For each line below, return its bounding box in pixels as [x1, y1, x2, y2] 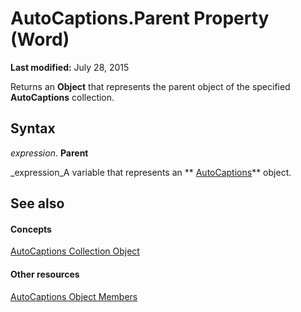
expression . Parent [10, 147, 89, 159]
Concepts [10, 223, 52, 235]
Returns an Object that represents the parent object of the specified [10, 80, 291, 92]
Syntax [10, 120, 56, 137]
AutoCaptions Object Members [10, 290, 138, 302]
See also [10, 195, 65, 212]
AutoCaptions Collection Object [10, 245, 140, 257]
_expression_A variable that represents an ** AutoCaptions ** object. [10, 166, 292, 178]
